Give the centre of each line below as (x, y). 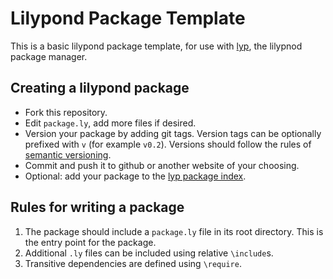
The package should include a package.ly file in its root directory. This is (174, 231)
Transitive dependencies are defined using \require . (133, 263)
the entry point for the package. (90, 242)
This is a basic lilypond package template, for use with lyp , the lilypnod (156, 46)
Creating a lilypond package (100, 88)
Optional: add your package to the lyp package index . (135, 176)
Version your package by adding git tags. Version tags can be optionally (173, 133)
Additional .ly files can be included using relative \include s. (149, 253)
